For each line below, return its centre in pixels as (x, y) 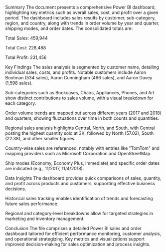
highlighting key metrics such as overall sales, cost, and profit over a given (82, 12)
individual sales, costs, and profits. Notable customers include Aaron (76, 72)
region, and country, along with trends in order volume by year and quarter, (82, 23)
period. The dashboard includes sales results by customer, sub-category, (81, 18)
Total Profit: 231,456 (26, 57)
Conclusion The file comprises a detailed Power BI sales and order (74, 228)
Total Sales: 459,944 (27, 38)
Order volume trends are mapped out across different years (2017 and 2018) (83, 113)
